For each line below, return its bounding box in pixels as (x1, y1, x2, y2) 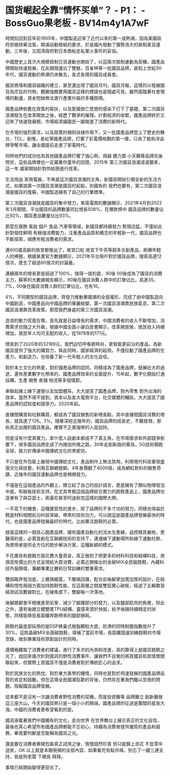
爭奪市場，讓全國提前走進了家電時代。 (9, 142, 90, 148)
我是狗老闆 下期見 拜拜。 (14, 753, 66, 759)
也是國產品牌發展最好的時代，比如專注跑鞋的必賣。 (14, 518, 120, 524)
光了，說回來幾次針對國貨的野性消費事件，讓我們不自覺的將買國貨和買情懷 (5, 653, 160, 659)
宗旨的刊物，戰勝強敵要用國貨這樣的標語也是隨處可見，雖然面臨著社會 (14, 88, 160, 95)
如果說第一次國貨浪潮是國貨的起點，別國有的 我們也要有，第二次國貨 (14, 183, 157, 189)
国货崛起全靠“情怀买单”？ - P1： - (5, 5, 146, 16)
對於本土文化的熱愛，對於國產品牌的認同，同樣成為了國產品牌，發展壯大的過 (5, 364, 165, 370)
